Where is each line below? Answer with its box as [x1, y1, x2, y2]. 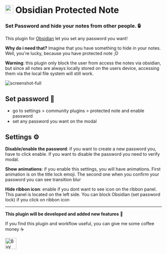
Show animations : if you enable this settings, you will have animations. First [5, 166, 161, 172]
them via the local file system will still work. [5, 70, 94, 76]
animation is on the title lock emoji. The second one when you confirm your [5, 171, 160, 178]
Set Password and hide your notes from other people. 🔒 [5, 22, 141, 29]
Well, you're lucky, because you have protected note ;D [5, 51, 118, 57]
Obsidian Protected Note [15, 4, 119, 16]
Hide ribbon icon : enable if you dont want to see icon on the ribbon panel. [5, 186, 157, 192]
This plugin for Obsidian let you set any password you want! [5, 36, 128, 42]
